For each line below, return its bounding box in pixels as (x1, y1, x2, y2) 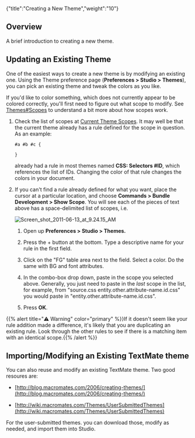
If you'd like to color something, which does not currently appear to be (6, 94, 176, 101)
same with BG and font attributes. (23, 262, 104, 269)
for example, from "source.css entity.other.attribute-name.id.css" (23, 286, 181, 293)
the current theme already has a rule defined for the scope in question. (14, 124, 185, 131)
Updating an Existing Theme (6, 55, 112, 64)
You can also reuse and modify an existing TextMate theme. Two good (6, 366, 175, 374)
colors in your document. (14, 174, 75, 181)
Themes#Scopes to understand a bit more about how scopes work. (6, 106, 168, 113)
